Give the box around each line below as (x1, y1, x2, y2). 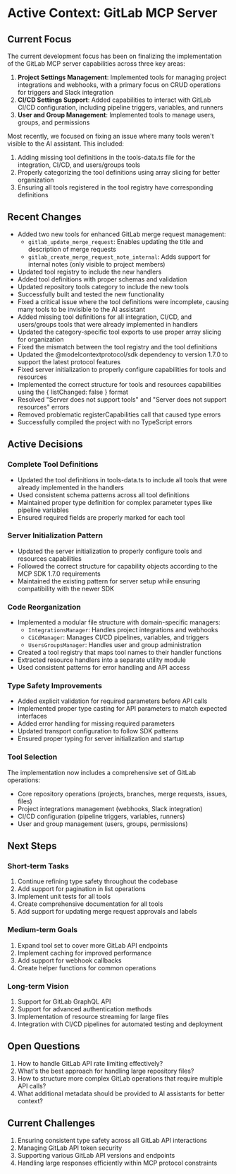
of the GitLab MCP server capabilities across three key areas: (7, 59, 185, 68)
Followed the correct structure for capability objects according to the (17, 562, 218, 570)
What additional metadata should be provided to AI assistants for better (17, 1089, 225, 1098)
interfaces (17, 712, 47, 721)
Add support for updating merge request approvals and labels (17, 907, 197, 916)
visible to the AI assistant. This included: (7, 139, 125, 148)
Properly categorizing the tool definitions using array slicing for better (17, 168, 221, 176)
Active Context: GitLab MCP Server (7, 5, 218, 21)
